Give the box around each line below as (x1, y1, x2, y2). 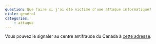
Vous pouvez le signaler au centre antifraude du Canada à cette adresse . (5, 33, 152, 39)
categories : (5, 16, 29, 21)
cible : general (5, 11, 36, 16)
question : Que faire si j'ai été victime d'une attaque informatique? (5, 7, 152, 12)
